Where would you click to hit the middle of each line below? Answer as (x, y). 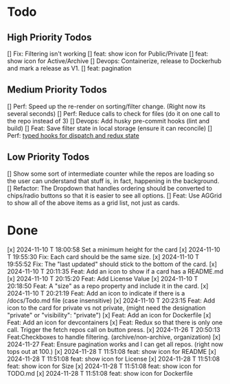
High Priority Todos (49, 37)
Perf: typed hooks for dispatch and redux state (73, 135)
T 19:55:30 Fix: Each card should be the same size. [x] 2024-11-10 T (103, 256)
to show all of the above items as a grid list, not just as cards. (93, 202)
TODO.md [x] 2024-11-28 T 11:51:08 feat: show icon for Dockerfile (100, 373)
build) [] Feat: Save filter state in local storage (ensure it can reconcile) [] (110, 128)
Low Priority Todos (48, 157)
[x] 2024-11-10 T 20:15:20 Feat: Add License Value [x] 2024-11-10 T (103, 278)
